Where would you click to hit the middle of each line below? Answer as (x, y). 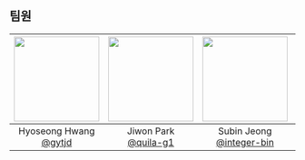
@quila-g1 (150, 142)
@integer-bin (245, 142)
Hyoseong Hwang (56, 131)
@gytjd (57, 142)
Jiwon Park (151, 131)
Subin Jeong (245, 131)
